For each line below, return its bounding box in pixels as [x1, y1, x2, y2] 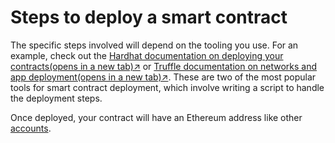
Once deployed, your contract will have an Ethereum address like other [10, 111, 303, 123]
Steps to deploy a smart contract [10, 6, 288, 29]
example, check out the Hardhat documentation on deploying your [10, 49, 284, 61]
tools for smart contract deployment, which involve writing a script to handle [10, 81, 325, 93]
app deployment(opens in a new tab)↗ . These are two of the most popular [10, 71, 317, 83]
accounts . [10, 122, 52, 134]
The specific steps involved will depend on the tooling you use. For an [10, 39, 299, 51]
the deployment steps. [10, 92, 103, 104]
